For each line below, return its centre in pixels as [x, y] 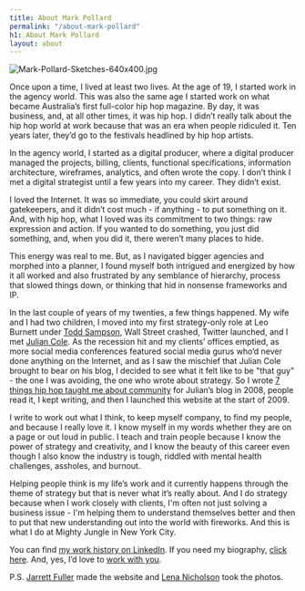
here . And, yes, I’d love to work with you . [86, 560]
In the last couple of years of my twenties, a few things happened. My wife [149, 313]
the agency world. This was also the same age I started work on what [140, 97]
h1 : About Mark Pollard [55, 35]
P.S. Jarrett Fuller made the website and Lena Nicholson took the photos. [147, 577]
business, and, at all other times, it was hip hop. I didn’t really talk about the [151, 116]
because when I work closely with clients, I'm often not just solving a [138, 503]
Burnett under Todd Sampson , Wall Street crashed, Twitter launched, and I [149, 332]
